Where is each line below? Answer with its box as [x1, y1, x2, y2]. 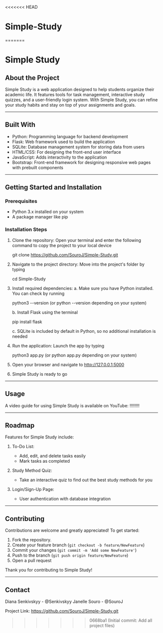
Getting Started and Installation [5, 183, 102, 192]
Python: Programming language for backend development [12, 133, 129, 139]
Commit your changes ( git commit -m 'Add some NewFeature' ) [12, 547, 137, 553]
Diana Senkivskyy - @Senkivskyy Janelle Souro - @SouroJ [5, 598, 123, 604]
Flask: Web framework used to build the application [12, 139, 115, 145]
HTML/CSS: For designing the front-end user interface [12, 149, 121, 155]
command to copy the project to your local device [12, 242, 112, 248]
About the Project [5, 73, 60, 82]
